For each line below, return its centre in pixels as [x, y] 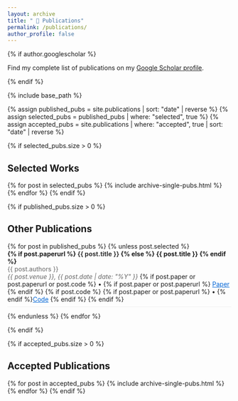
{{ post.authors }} [33, 269]
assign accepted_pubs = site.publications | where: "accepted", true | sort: [115, 125]
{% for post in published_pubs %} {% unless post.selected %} [98, 246]
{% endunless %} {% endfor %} [54, 316]
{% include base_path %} [45, 95]
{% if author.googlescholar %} [52, 54]
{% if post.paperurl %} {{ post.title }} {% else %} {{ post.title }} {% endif [117, 254]
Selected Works [43, 168]
